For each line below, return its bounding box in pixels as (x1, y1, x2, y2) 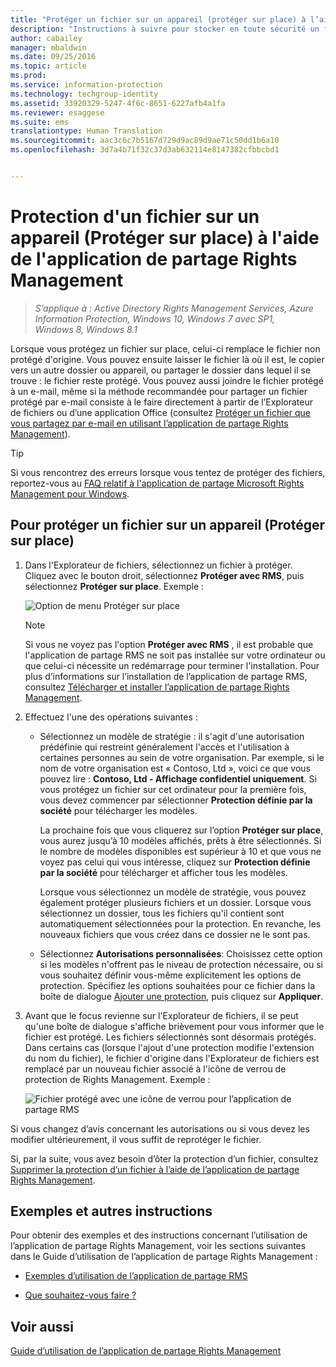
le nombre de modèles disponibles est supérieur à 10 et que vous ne (39, 845, 322, 857)
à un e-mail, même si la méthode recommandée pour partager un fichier (10, 385, 308, 397)
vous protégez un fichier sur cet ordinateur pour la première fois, (39, 783, 307, 795)
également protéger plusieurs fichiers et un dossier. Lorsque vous (39, 896, 312, 908)
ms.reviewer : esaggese (10, 107, 105, 118)
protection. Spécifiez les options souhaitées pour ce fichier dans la (39, 979, 316, 991)
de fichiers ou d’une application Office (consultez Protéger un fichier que (10, 406, 311, 418)
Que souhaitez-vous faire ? (24, 1289, 137, 1301)
